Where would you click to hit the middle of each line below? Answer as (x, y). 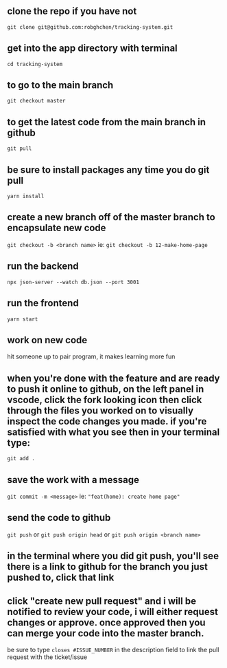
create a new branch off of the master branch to (111, 217)
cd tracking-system (35, 64)
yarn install (26, 196)
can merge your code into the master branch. (106, 633)
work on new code (47, 340)
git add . (21, 459)
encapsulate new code (57, 228)
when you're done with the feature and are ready (113, 378)
